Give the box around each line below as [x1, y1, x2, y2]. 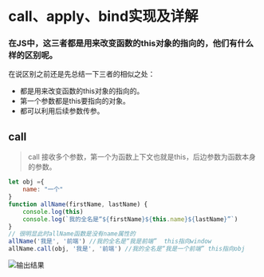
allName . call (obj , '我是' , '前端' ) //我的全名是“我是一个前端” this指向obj [8, 245, 246, 253]
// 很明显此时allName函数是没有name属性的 [8, 230, 136, 238]
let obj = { [8, 178, 45, 186]
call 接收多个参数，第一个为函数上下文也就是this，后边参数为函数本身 [27, 152, 257, 162]
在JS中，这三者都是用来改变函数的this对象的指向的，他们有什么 [8, 38, 254, 49]
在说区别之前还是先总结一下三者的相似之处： [8, 69, 156, 79]
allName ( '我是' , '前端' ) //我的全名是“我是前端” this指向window [8, 237, 212, 246]
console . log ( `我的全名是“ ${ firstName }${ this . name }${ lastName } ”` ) [22, 215, 238, 224]
